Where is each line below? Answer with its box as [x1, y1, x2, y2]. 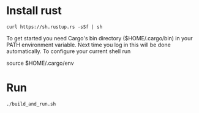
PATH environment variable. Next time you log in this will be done [6, 41, 171, 48]
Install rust [6, 4, 62, 18]
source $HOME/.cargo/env [6, 59, 75, 67]
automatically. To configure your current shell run [6, 47, 131, 55]
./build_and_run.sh [6, 101, 56, 107]
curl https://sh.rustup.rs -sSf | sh [6, 24, 103, 30]
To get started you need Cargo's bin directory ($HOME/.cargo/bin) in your [6, 34, 193, 42]
